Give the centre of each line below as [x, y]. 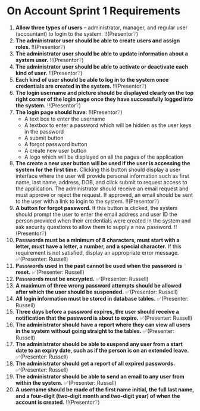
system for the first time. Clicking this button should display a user [98, 169]
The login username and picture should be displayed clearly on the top [104, 92]
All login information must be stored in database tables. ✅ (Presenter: [102, 298]
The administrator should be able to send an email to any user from [100, 376]
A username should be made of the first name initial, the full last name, [104, 390]
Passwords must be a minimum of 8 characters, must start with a [98, 240]
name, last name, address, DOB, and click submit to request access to [101, 182]
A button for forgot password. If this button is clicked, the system [96, 208]
